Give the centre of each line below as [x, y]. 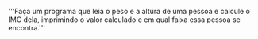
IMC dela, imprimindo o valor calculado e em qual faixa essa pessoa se [124, 19]
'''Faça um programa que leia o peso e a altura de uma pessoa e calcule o [129, 11]
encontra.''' [27, 28]
